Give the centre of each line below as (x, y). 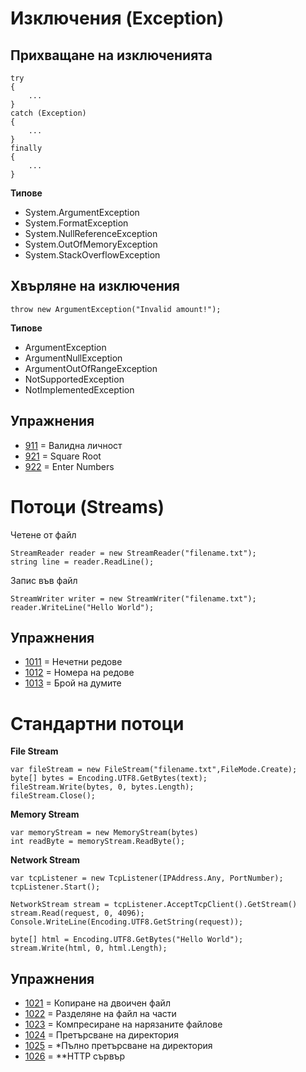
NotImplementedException (79, 389)
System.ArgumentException (82, 212)
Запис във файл (44, 580)
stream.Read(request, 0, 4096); (77, 913)
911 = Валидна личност (73, 445)
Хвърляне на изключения (95, 286)
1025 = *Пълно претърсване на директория (118, 1046)
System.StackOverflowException (92, 255)
